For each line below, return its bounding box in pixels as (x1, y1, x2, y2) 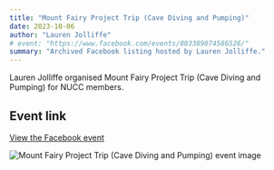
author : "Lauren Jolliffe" (9, 30, 112, 39)
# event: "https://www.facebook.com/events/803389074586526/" (9, 38, 250, 48)
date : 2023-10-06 (9, 22, 75, 31)
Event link (9, 108, 66, 124)
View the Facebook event (9, 132, 104, 143)
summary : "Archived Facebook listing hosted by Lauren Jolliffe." (9, 47, 266, 56)
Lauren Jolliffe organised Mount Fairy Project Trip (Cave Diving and (9, 72, 261, 83)
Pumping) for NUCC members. (9, 82, 124, 93)
